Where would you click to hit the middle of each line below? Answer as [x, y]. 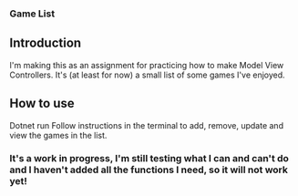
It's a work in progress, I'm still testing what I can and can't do [149, 159]
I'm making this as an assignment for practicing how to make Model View [147, 65]
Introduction [46, 43]
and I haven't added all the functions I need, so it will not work [149, 170]
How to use [42, 103]
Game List [32, 14]
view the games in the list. [58, 135]
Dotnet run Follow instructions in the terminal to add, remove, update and [147, 125]
